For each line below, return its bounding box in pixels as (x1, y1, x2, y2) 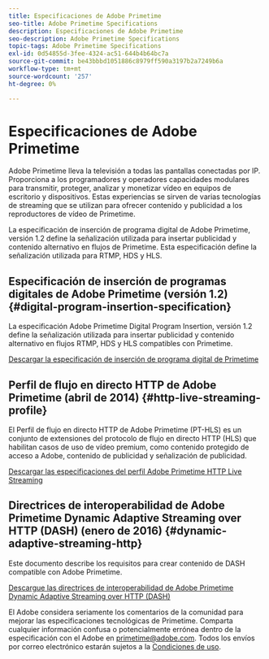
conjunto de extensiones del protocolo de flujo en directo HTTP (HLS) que (8, 434, 258, 444)
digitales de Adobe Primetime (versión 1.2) (8, 287, 228, 301)
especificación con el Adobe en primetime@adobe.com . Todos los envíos (8, 633, 255, 643)
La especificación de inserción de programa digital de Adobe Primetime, (8, 225, 250, 235)
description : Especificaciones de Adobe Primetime (8, 27, 184, 35)
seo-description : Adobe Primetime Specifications (8, 34, 180, 43)
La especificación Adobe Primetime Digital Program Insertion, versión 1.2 (8, 322, 253, 332)
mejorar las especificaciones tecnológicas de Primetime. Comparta (8, 615, 233, 626)
